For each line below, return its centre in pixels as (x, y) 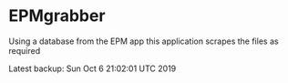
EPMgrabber (57, 16)
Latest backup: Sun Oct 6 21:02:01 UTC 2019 (93, 68)
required (25, 50)
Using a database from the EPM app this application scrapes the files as (144, 41)
